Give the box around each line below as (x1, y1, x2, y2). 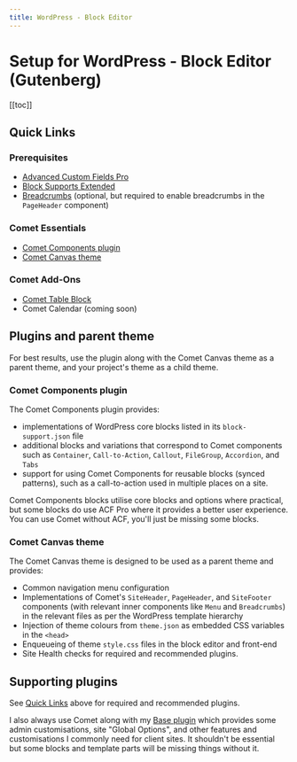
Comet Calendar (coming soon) (21, 303, 137, 314)
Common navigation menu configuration (21, 582, 170, 594)
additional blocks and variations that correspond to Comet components (21, 439, 283, 450)
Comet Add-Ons (9, 274, 82, 286)
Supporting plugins (9, 674, 118, 689)
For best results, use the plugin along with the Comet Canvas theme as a (9, 352, 275, 363)
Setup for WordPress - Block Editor (9, 51, 272, 71)
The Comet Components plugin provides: (9, 404, 160, 415)
